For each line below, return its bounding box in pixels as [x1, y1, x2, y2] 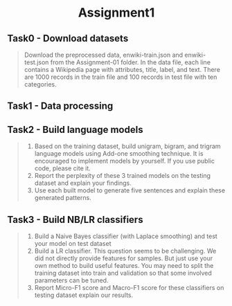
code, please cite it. [34, 164, 91, 172]
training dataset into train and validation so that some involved [34, 269, 213, 278]
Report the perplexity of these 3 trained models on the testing [34, 172, 211, 180]
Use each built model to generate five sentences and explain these [34, 186, 226, 195]
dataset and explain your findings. [34, 179, 132, 188]
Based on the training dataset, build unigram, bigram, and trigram [34, 142, 221, 150]
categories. [24, 80, 57, 88]
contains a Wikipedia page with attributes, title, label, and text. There [24, 66, 220, 73]
